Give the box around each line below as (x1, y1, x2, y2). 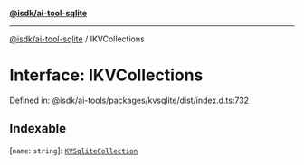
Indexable (9, 121, 67, 136)
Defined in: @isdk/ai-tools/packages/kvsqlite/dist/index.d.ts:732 (9, 95, 250, 105)
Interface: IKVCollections (9, 65, 204, 86)
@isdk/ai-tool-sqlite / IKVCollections (9, 33, 145, 44)
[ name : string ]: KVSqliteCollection (9, 144, 138, 156)
